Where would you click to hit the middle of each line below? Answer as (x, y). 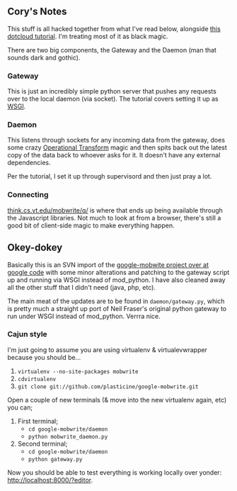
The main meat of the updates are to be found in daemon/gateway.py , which (116, 301)
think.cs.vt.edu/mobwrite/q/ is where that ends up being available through (115, 210)
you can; (20, 407)
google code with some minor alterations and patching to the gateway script (118, 272)
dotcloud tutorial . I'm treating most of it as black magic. (88, 36)
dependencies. (29, 163)
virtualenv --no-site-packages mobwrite (78, 371)
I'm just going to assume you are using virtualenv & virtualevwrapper (107, 349)
